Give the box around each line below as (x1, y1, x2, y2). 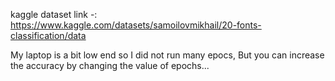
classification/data (10, 30, 87, 41)
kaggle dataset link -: (10, 9, 98, 20)
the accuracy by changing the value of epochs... (10, 60, 210, 71)
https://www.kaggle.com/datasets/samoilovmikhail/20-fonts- (10, 19, 262, 31)
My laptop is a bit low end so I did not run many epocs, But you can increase (10, 49, 325, 61)
